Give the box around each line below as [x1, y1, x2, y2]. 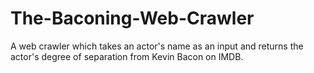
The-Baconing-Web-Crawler [10, 7, 255, 30]
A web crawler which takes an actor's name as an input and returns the [10, 40, 304, 52]
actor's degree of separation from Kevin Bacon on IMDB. [10, 50, 244, 62]
